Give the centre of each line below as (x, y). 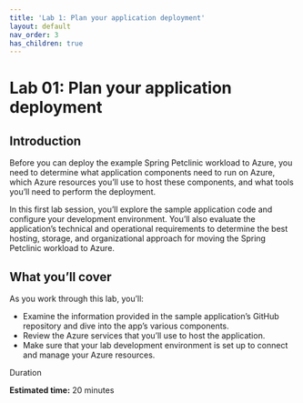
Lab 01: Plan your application (121, 88)
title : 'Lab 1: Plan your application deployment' (107, 18)
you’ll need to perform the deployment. (83, 192)
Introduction (45, 141)
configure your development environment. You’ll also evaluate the (133, 219)
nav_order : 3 (34, 35)
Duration (26, 373)
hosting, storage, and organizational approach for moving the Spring (138, 238)
